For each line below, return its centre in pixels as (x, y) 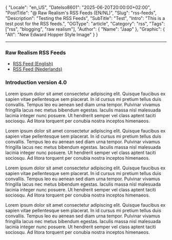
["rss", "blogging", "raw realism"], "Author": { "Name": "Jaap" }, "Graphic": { (85, 29)
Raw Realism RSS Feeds (36, 52)
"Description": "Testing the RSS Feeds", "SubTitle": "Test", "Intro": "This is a (85, 18)
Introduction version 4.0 (36, 82)
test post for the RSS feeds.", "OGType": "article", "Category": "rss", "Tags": (85, 24)
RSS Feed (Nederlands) (37, 69)
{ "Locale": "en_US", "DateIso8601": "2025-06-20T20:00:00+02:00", (78, 7)
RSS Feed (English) (33, 64)
